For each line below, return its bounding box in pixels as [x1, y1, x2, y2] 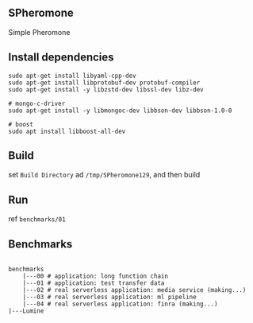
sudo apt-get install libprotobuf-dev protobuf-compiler [8, 79, 201, 87]
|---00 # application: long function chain [22, 272, 169, 281]
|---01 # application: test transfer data [22, 279, 165, 287]
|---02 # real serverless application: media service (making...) [22, 286, 247, 294]
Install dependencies [8, 51, 114, 64]
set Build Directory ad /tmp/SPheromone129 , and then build [8, 170, 201, 180]
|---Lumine [8, 307, 44, 315]
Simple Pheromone [8, 27, 71, 37]
